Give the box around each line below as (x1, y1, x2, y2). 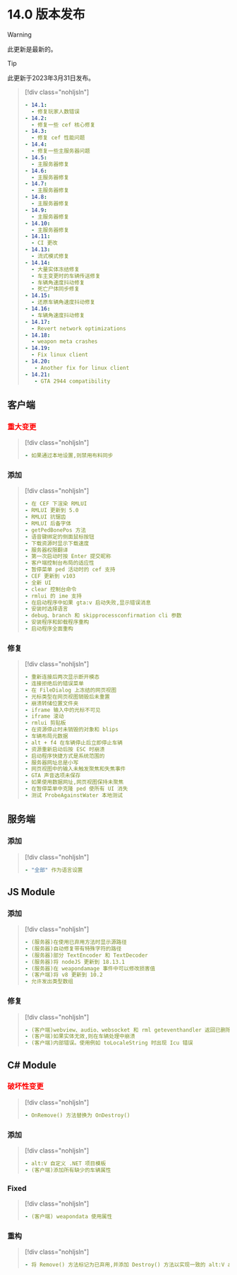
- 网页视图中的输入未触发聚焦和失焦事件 (24, 765, 126, 773)
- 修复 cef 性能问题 (31, 134, 85, 141)
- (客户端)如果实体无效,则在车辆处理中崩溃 (24, 1033, 135, 1040)
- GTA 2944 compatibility (34, 378, 111, 385)
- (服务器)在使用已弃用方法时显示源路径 (24, 938, 127, 946)
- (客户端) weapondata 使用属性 (24, 1213, 113, 1221)
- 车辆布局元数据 (24, 733, 68, 740)
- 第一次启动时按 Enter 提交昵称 (24, 553, 111, 560)
